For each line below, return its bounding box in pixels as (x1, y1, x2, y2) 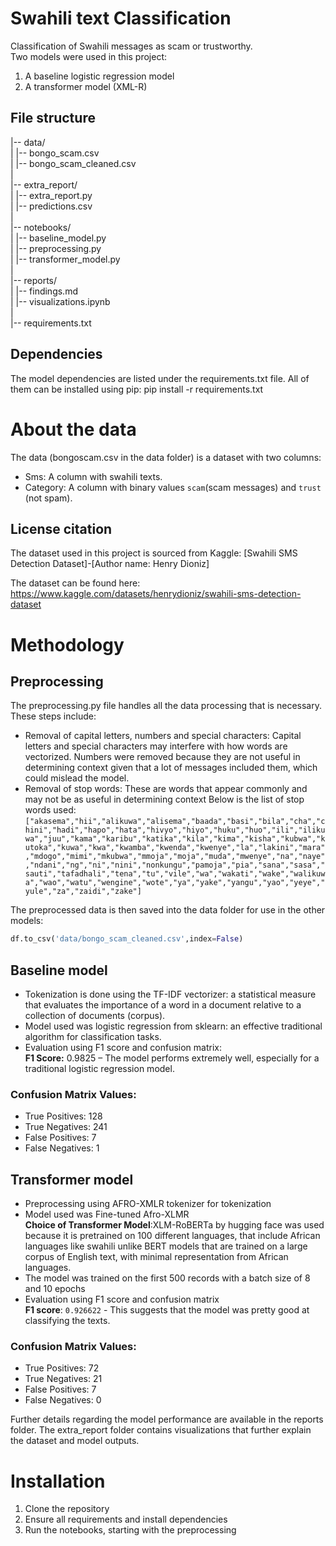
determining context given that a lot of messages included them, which (24, 762, 318, 774)
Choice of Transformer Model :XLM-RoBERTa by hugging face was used (24, 1219, 325, 1231)
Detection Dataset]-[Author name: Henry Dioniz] (10, 558, 210, 570)
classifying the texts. (24, 1315, 111, 1327)
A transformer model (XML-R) (24, 80, 148, 92)
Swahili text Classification (10, 7, 232, 30)
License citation (10, 520, 113, 537)
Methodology (10, 633, 125, 656)
